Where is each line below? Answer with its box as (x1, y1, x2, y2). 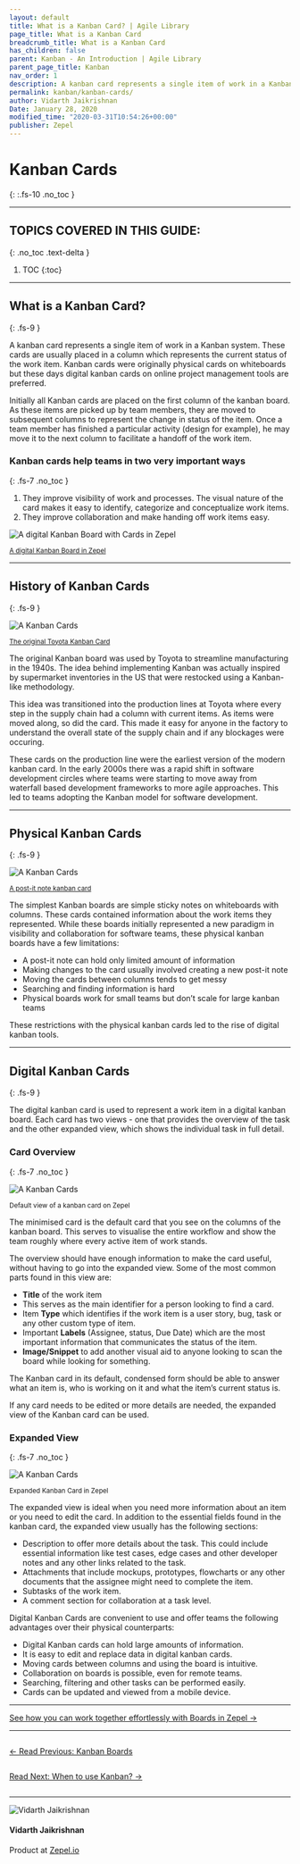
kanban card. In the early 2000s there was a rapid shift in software (9, 763, 254, 773)
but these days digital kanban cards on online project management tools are (9, 368, 289, 379)
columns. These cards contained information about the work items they (9, 909, 272, 920)
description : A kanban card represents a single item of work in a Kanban (9, 79, 294, 88)
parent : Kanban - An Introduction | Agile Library (9, 54, 202, 63)
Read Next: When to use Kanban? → (9, 1770, 143, 1782)
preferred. (9, 377, 47, 389)
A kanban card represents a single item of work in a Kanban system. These (9, 339, 286, 350)
